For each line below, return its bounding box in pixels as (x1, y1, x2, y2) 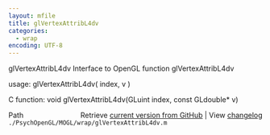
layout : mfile (8, 11, 56, 20)
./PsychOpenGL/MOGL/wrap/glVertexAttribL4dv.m (8, 119, 168, 127)
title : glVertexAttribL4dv (8, 19, 99, 27)
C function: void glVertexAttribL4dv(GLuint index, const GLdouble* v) (8, 95, 239, 104)
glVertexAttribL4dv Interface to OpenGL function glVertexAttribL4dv (8, 63, 235, 73)
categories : (8, 27, 48, 35)
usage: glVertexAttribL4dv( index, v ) (8, 80, 131, 89)
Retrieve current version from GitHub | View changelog (80, 110, 263, 121)
